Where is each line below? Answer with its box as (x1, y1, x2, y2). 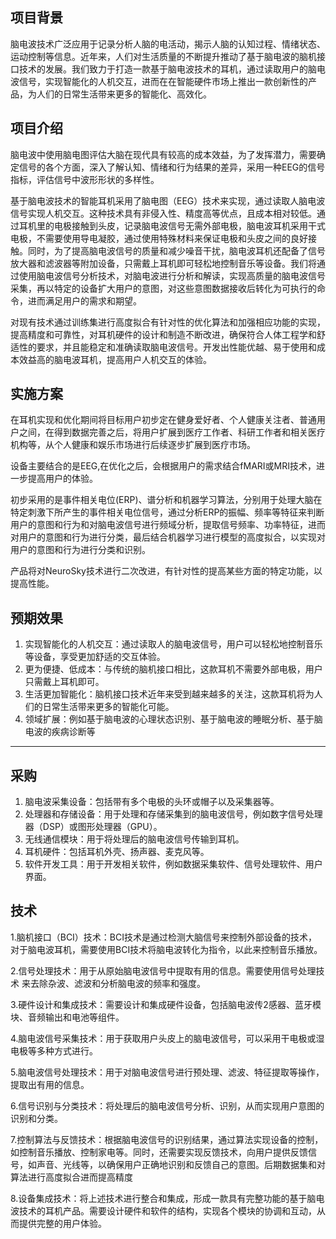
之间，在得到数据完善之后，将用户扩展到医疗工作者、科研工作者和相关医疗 (18, 426, 326, 438)
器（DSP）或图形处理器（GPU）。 (24, 821, 163, 833)
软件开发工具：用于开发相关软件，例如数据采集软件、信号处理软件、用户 (24, 858, 323, 870)
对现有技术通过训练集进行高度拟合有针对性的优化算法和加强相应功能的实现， (10, 316, 326, 328)
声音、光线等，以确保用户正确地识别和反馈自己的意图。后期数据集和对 (36, 1158, 326, 1170)
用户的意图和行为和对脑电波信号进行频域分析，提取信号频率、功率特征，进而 (10, 519, 326, 531)
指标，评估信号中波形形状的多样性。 (10, 173, 160, 185)
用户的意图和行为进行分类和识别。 (10, 544, 151, 556)
